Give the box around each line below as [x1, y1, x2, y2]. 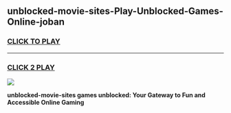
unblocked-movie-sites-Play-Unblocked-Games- [7, 5, 223, 17]
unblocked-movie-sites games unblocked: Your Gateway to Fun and [7, 90, 206, 99]
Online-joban [7, 16, 65, 28]
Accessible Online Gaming [7, 98, 85, 106]
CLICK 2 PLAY [7, 62, 55, 72]
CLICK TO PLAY [7, 37, 60, 47]
